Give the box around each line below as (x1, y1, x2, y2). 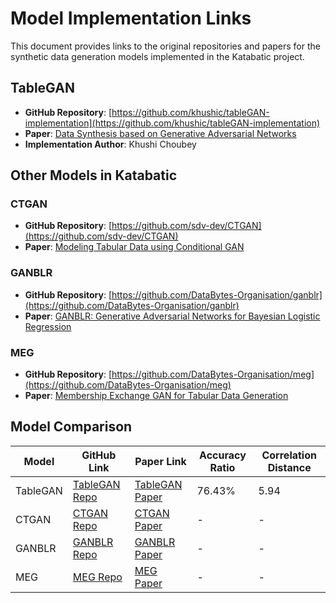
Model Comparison (10, 418, 133, 436)
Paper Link (134, 454, 187, 468)
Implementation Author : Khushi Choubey (24, 138, 197, 150)
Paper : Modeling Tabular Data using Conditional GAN (24, 241, 245, 253)
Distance (267, 460, 312, 474)
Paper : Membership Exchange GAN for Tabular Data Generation (24, 390, 289, 402)
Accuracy (199, 448, 247, 462)
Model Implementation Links (10, 7, 252, 30)
